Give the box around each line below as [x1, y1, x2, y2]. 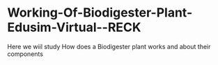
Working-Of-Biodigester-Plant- [7, 5, 193, 21]
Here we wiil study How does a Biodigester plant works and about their [7, 42, 211, 50]
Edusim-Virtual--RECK [7, 19, 141, 35]
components [7, 50, 44, 58]
